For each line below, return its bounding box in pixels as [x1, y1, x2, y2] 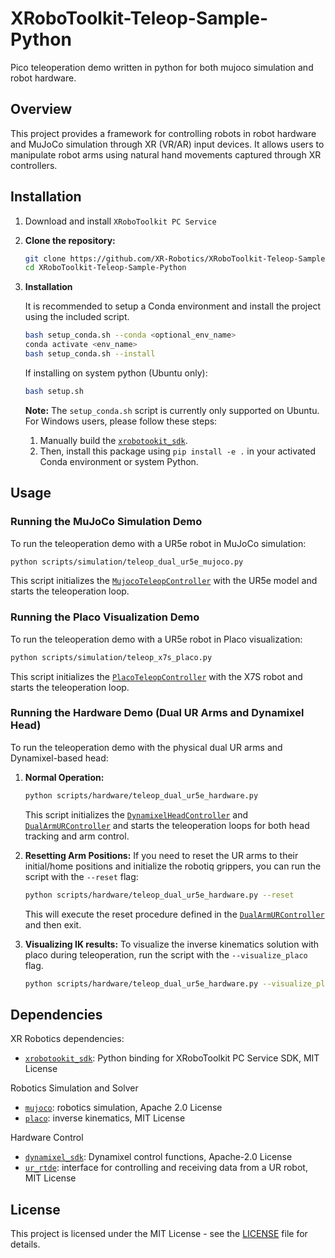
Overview [10, 101, 73, 118]
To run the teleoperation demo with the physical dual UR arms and [10, 741, 283, 753]
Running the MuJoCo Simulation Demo [10, 515, 203, 529]
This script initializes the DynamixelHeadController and [24, 808, 249, 821]
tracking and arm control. [24, 830, 130, 842]
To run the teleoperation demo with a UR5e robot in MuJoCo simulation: [10, 537, 307, 549]
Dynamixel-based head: [10, 752, 109, 764]
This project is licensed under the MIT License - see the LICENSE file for [10, 1228, 308, 1240]
